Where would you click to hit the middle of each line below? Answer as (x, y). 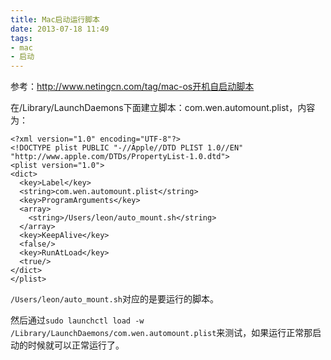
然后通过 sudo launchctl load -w (77, 320)
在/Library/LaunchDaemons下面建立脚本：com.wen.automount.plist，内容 (163, 108)
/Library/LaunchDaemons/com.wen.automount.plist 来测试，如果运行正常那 (161, 333)
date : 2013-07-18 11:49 (60, 29)
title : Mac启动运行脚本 (55, 19)
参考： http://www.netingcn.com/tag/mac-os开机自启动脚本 (132, 87)
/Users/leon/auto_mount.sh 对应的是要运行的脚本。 (114, 299)
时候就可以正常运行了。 (76, 345)
